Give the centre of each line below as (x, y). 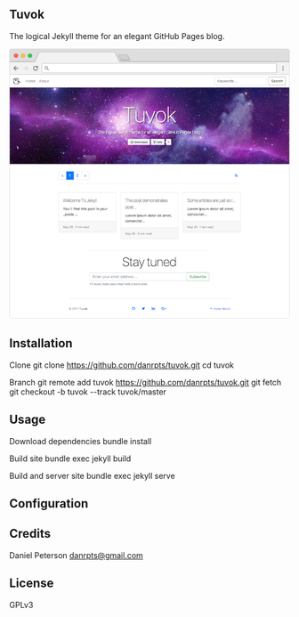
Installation (41, 343)
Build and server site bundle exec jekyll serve (92, 475)
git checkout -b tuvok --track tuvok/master (88, 392)
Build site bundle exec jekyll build (70, 459)
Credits (30, 534)
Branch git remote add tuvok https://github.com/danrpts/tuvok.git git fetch (145, 382)
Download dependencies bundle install (81, 441)
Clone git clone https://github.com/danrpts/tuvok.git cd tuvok (121, 365)
